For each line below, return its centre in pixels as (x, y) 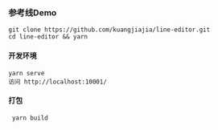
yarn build (30, 118)
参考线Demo (33, 12)
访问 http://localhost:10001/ (58, 82)
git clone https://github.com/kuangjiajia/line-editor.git (109, 30)
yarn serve (27, 73)
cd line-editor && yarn (48, 37)
